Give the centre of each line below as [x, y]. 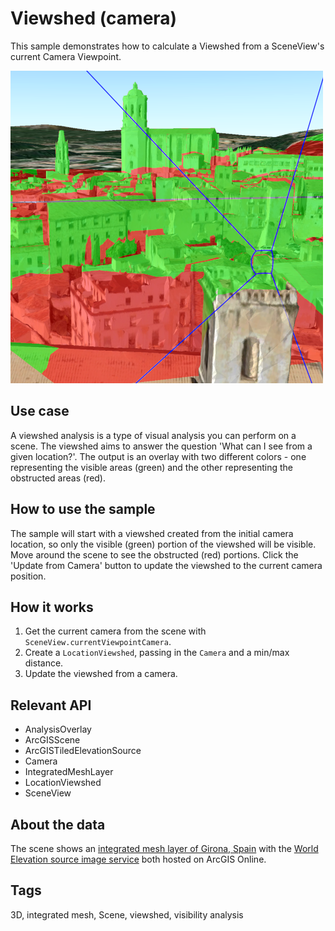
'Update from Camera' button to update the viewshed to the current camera [166, 565]
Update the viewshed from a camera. [101, 674]
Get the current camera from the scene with [115, 631]
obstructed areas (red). [58, 478]
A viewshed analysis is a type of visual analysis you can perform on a [153, 435]
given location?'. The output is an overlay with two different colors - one [158, 456]
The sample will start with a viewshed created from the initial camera [152, 533]
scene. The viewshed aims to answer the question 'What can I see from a [161, 446]
